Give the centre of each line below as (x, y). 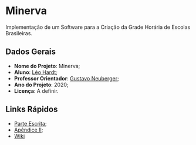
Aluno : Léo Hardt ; (36, 72)
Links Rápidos (32, 109)
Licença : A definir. (36, 91)
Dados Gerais (31, 52)
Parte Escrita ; (30, 123)
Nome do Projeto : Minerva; (47, 66)
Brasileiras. (19, 33)
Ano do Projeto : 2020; (41, 85)
